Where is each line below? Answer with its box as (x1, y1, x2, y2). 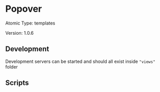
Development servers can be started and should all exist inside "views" (5, 58, 155, 64)
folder (5, 63, 18, 70)
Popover (5, 3, 42, 15)
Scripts (5, 79, 29, 87)
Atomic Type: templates (5, 20, 55, 26)
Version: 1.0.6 (5, 30, 34, 36)
